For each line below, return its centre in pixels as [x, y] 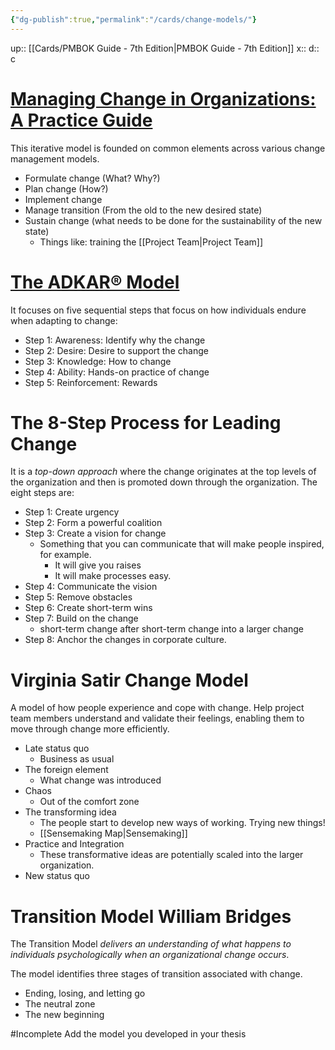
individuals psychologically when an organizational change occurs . [150, 955]
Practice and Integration [74, 844]
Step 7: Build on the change [81, 618]
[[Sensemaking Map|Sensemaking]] [113, 833]
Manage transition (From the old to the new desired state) [143, 210]
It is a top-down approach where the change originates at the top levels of [163, 472]
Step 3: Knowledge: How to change [98, 361]
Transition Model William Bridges [151, 916]
